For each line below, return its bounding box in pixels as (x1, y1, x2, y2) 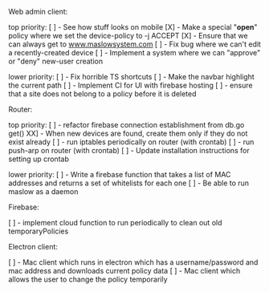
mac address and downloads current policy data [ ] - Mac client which (8, 266, 241, 275)
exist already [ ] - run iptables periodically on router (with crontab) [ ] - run (8, 137, 255, 147)
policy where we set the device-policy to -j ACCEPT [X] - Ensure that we (8, 31, 248, 40)
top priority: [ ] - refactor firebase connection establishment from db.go (8, 120, 245, 129)
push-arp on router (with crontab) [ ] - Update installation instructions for (8, 146, 251, 155)
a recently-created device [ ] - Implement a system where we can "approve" (8, 48, 261, 57)
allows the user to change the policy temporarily (8, 274, 168, 284)
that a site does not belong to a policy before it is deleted (8, 89, 197, 99)
